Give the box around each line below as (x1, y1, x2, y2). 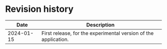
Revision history (5, 3, 74, 15)
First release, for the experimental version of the (41, 30, 154, 37)
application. (41, 36, 69, 43)
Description (86, 21, 115, 28)
